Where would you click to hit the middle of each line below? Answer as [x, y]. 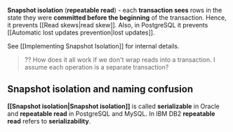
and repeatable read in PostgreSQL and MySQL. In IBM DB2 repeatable [111, 113]
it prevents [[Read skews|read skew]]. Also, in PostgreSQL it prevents [108, 25]
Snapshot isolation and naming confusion [100, 90]
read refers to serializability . [49, 121]
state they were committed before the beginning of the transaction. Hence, [117, 18]
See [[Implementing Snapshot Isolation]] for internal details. [93, 46]
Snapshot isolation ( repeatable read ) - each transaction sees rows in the [115, 10]
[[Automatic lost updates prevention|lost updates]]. [81, 32]
